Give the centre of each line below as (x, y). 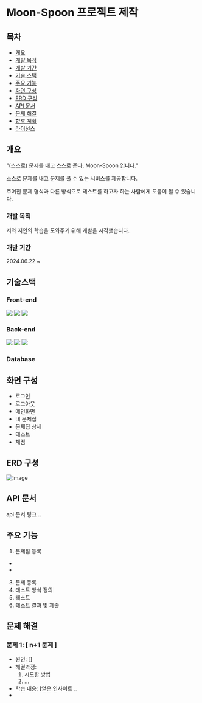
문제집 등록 (28, 551)
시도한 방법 (37, 674)
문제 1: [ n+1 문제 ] (32, 645)
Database (21, 359)
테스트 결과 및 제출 (37, 605)
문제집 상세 (28, 427)
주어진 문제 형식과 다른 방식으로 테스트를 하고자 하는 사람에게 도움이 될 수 (93, 191)
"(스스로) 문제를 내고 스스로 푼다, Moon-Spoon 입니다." (72, 165)
